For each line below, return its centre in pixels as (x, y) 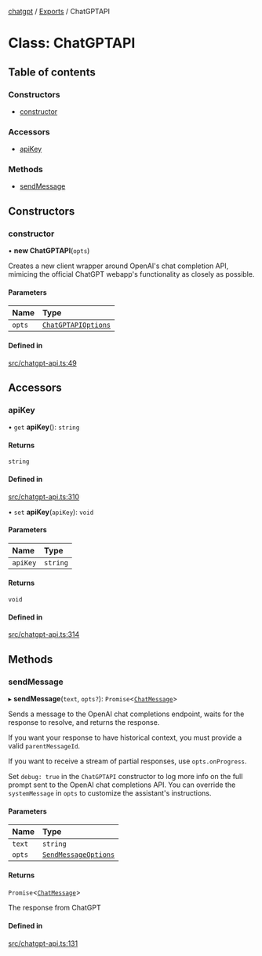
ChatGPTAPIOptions (76, 325)
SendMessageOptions (78, 855)
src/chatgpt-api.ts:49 (42, 363)
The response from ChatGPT (55, 908)
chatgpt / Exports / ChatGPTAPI (59, 11)
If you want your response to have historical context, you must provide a (125, 737)
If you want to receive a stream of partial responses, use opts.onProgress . (127, 761)
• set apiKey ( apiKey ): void (51, 512)
